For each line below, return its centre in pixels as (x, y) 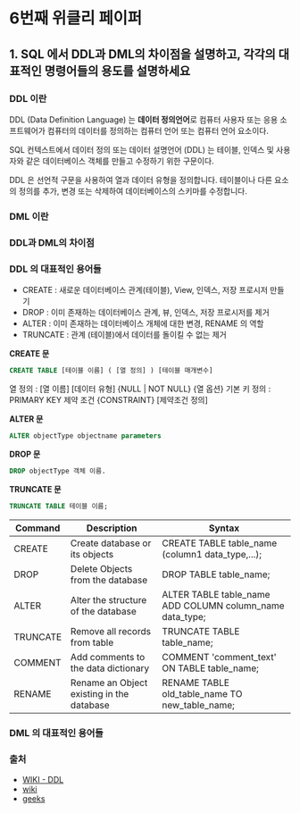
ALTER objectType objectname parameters (86, 436)
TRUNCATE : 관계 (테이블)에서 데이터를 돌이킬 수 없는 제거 (125, 335)
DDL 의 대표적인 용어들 (55, 269)
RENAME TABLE (196, 683)
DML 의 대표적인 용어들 (57, 733)
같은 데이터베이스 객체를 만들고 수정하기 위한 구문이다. (120, 161)
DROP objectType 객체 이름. (58, 471)
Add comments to (108, 657)
